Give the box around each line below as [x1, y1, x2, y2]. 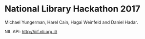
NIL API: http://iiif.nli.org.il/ [4, 28, 58, 34]
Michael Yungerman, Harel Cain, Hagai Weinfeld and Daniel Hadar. [4, 19, 138, 25]
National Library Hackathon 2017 [4, 3, 141, 14]
